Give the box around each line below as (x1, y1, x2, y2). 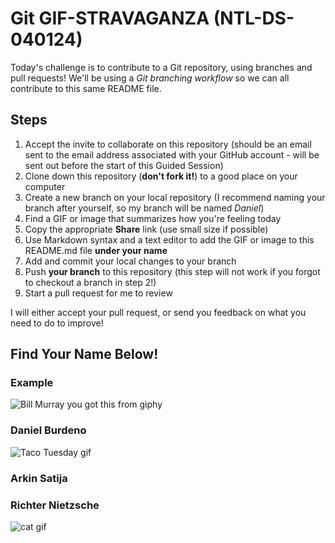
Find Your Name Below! (10, 346, 159, 363)
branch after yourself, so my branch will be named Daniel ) (24, 202, 265, 214)
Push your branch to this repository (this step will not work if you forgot (24, 265, 321, 277)
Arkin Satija (10, 471, 68, 485)
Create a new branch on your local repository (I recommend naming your (24, 191, 326, 203)
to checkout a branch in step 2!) (24, 276, 157, 288)
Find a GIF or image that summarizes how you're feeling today (24, 212, 282, 224)
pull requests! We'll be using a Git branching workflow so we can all (10, 72, 290, 84)
